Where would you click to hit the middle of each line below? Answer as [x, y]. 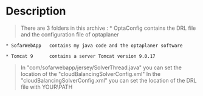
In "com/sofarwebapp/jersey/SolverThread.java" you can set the [101, 67]
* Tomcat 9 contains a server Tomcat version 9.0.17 [81, 56]
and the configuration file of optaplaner [70, 34]
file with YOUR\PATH [46, 87]
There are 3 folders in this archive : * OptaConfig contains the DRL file [108, 28]
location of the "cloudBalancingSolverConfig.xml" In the [91, 74]
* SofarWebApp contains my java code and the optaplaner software [94, 46]
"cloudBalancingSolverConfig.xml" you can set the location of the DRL [108, 80]
